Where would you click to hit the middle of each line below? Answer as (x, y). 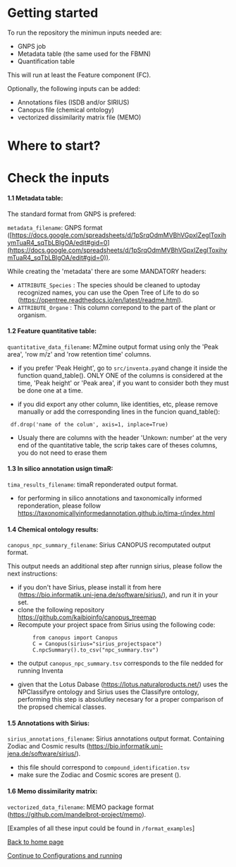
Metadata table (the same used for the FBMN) (84, 54)
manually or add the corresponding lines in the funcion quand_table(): (119, 412)
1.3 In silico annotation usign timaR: (60, 469)
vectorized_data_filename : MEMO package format (81, 807)
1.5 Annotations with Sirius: (49, 723)
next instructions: (32, 574)
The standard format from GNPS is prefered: (72, 214)
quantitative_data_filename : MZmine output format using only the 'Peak (113, 347)
